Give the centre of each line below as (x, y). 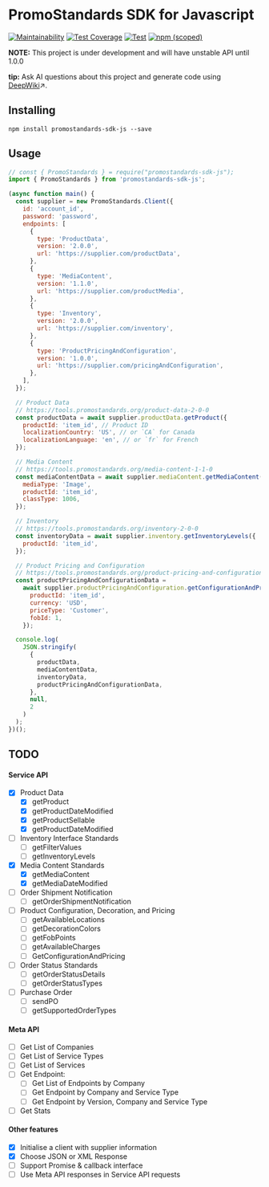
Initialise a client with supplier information (88, 1147)
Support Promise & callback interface (81, 1165)
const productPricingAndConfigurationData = (91, 581)
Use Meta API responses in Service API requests (100, 1175)
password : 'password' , (60, 216)
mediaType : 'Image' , (57, 484)
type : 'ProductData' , (73, 239)
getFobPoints (54, 938)
